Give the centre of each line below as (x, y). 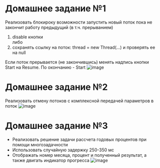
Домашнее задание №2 (56, 87)
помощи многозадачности (40, 144)
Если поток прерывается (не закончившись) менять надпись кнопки (77, 62)
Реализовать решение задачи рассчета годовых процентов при (79, 139)
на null (19, 53)
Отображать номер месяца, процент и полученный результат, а (79, 155)
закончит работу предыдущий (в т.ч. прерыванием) (59, 27)
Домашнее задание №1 (56, 9)
